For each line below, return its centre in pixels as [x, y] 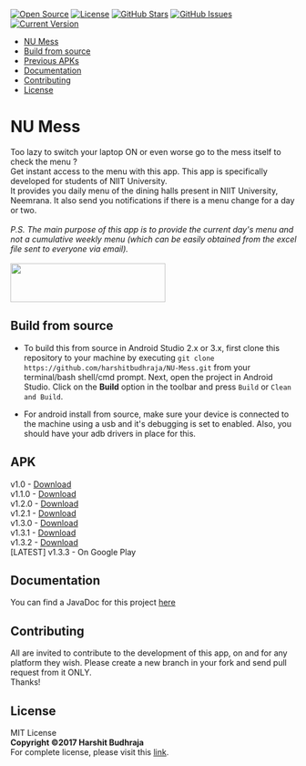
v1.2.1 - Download [43, 513]
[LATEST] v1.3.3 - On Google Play [73, 552]
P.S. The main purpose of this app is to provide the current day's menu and [152, 229]
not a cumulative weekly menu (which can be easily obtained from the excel [153, 239]
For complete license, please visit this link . [90, 752]
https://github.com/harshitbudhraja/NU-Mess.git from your [137, 367]
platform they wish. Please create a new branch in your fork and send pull [149, 663]
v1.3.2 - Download [44, 542]
